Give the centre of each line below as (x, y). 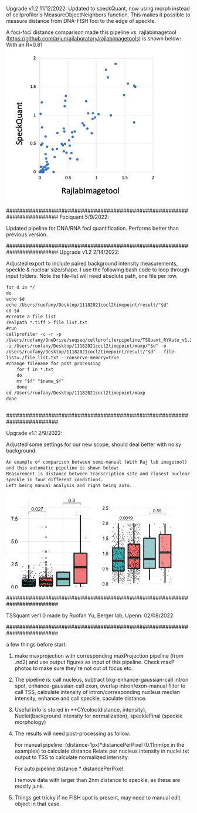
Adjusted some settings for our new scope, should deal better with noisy (94, 444)
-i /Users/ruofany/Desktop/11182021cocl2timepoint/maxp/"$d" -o (86, 346)
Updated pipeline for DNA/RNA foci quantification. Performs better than (93, 229)
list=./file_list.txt (33, 358)
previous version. (27, 234)
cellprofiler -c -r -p (34, 334)
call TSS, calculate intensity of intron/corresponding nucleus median (97, 692)
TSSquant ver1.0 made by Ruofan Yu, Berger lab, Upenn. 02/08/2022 (90, 615)
